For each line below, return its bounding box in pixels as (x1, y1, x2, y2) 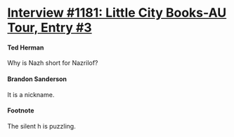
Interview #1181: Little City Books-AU (7, 5, 227, 21)
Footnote (7, 106, 34, 115)
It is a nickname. (7, 90, 55, 99)
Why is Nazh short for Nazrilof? (7, 59, 98, 67)
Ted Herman (7, 43, 44, 52)
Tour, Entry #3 (7, 20, 93, 36)
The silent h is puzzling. (7, 122, 76, 130)
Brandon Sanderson (7, 75, 67, 83)
